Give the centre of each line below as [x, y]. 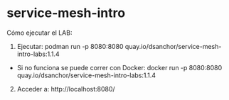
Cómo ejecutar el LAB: [39, 33]
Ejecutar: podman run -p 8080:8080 [70, 46]
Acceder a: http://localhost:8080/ [66, 89]
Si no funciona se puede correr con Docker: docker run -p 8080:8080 [119, 67]
